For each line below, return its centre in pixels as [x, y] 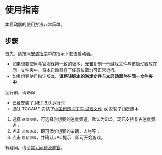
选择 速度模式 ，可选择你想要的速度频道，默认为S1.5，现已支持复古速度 [82, 119]
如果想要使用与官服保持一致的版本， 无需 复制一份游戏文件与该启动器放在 [84, 64]
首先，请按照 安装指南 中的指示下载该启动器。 [50, 53]
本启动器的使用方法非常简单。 [35, 24]
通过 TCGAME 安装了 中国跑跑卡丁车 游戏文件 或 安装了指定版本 [75, 108]
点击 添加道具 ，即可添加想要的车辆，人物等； [56, 131]
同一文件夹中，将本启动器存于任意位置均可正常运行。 [65, 70]
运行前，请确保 [20, 92]
